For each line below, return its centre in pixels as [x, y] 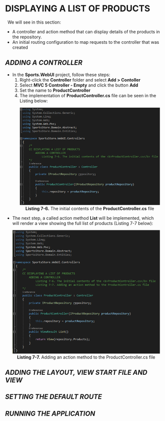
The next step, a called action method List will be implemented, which [83, 218]
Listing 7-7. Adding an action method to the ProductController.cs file [86, 357]
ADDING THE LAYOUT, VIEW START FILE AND [76, 373]
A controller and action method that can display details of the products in [86, 31]
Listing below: [34, 101]
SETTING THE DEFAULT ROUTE [54, 397]
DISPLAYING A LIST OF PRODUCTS [78, 9]
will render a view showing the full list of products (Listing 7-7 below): [82, 224]
